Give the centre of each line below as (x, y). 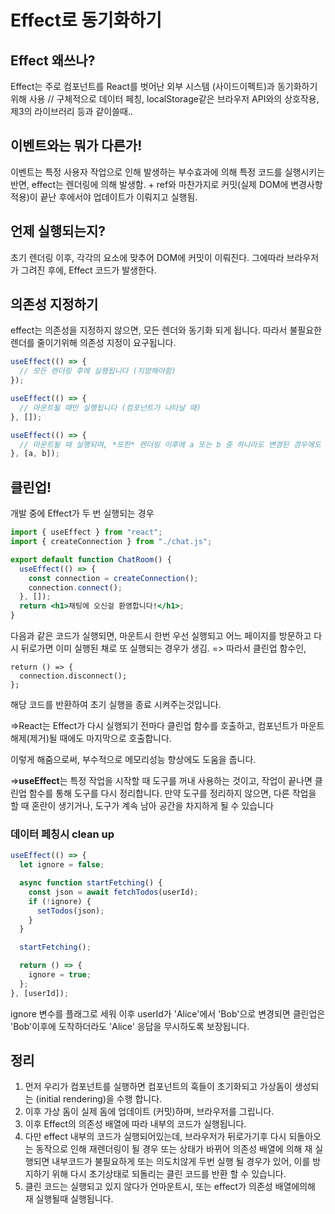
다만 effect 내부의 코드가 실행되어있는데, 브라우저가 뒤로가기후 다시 (155, 1137)
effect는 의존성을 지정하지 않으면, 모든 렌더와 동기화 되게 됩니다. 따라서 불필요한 (166, 330)
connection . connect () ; (75, 587)
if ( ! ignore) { (60, 901)
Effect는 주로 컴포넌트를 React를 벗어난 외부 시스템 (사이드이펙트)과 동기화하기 (164, 86)
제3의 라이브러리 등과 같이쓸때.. (71, 111)
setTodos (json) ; (70, 911)
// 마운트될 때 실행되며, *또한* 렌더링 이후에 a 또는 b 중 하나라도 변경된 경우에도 (170, 444)
